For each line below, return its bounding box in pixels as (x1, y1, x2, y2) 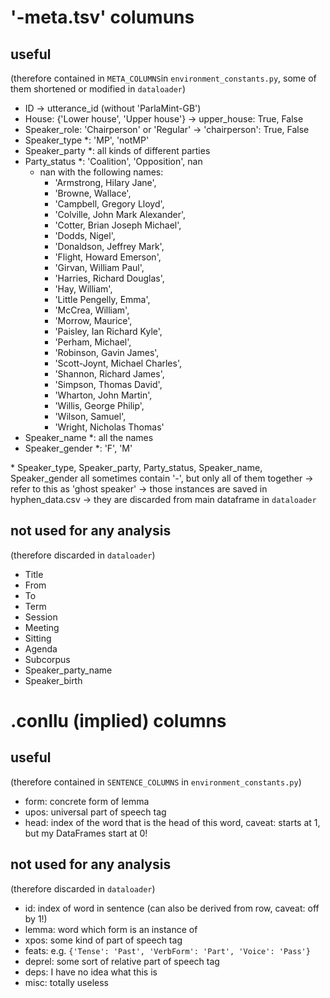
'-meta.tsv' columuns (10, 6, 195, 29)
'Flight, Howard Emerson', (54, 251, 162, 263)
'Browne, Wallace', (54, 187, 132, 199)
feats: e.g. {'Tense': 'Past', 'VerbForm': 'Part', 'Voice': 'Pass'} (24, 944, 311, 956)
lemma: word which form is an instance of (24, 923, 198, 935)
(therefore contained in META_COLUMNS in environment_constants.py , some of (10, 72, 317, 84)
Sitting (24, 632, 52, 644)
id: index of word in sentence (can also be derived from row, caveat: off (24, 902, 320, 914)
